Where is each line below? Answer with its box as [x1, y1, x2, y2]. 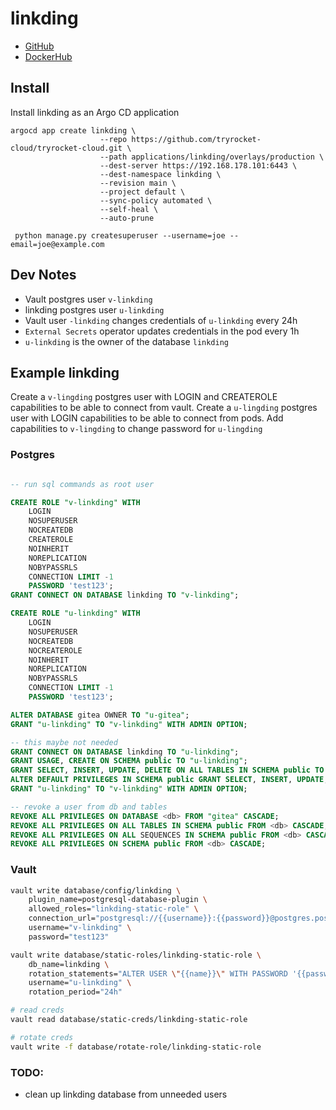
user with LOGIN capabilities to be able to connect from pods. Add [10, 412, 284, 424]
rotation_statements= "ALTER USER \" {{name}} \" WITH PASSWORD [28, 968, 288, 979]
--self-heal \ [99, 204, 159, 214]
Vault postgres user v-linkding [24, 293, 153, 305]
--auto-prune [99, 213, 155, 223]
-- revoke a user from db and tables [10, 802, 168, 812]
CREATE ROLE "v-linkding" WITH [10, 497, 141, 507]
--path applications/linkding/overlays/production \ [99, 152, 325, 162]
